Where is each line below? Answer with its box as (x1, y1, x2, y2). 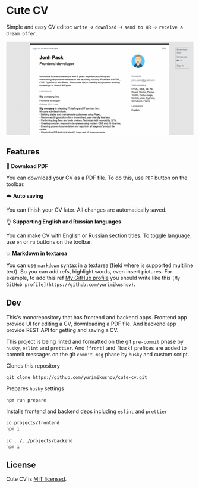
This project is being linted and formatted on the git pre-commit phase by (6, 338, 184, 345)
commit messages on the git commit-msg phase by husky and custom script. (6, 350, 189, 358)
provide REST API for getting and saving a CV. (6, 326, 119, 334)
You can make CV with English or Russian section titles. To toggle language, (6, 232, 192, 239)
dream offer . (6, 29, 37, 36)
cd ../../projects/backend (6, 437, 73, 444)
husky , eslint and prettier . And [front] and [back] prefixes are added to (6, 344, 187, 352)
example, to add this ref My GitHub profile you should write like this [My (6, 274, 181, 281)
